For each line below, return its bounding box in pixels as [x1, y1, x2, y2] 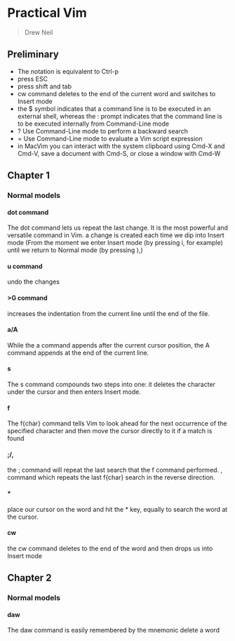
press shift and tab [17, 82, 72, 91]
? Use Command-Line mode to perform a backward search [17, 126, 188, 135]
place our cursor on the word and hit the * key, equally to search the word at [7, 505, 228, 513]
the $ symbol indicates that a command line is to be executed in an [17, 104, 211, 113]
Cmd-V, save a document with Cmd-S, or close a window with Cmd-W [17, 149, 221, 157]
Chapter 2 [7, 572, 52, 584]
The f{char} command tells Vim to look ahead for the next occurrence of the [7, 419, 227, 428]
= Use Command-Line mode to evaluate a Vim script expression [17, 134, 203, 143]
